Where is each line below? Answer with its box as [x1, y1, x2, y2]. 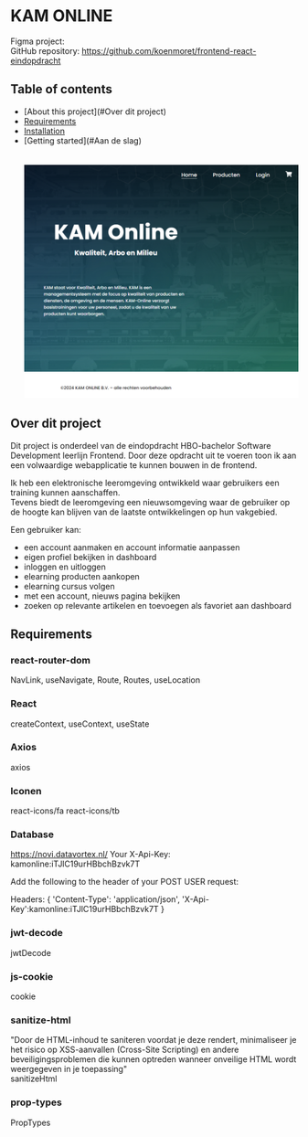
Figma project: [10, 36, 65, 47]
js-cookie [10, 970, 54, 983]
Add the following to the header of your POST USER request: [10, 877, 239, 887]
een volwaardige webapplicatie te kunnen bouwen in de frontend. [10, 459, 258, 471]
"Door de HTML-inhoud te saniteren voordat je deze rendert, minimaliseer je [10, 1035, 297, 1046]
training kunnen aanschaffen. [10, 486, 121, 498]
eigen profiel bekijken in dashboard [23, 551, 157, 562]
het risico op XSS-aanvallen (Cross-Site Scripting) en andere [10, 1044, 239, 1056]
